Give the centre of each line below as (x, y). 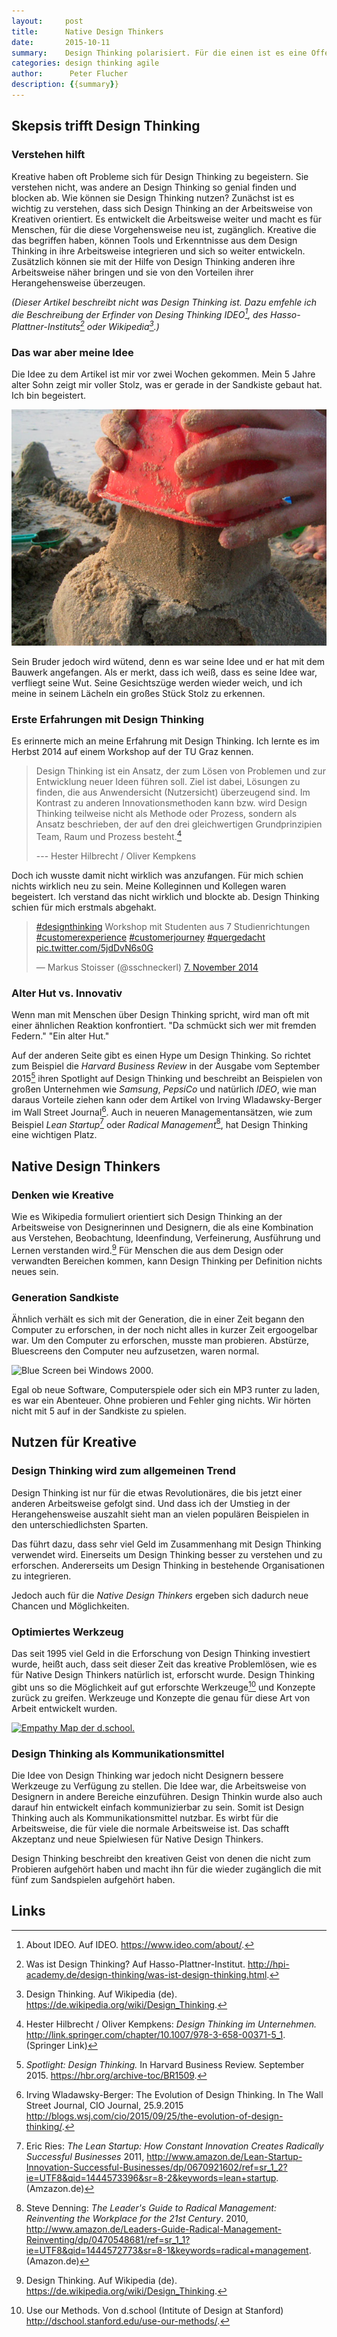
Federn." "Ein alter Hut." (60, 1036)
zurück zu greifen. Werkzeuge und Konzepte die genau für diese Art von (161, 1697)
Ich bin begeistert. (49, 396)
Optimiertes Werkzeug (67, 1632)
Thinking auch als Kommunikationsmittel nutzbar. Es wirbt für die (145, 1817)
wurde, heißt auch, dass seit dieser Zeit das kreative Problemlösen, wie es (164, 1664)
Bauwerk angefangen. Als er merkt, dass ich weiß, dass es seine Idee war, (164, 672)
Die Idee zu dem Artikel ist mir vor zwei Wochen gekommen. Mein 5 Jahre (163, 374)
